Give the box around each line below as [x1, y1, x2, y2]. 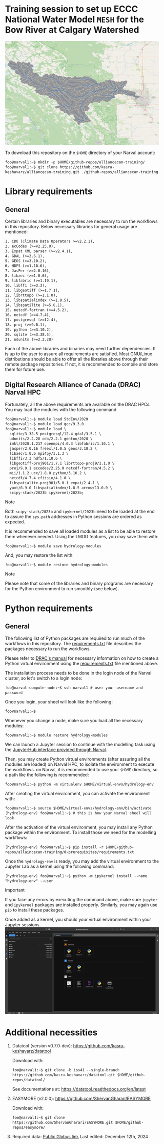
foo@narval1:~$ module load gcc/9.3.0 [5, 421, 84, 426]
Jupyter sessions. [5, 921, 41, 928]
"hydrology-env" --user [5, 878, 54, 884]
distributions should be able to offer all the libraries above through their [5, 356, 148, 362]
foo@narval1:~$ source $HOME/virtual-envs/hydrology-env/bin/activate [5, 806, 152, 810]
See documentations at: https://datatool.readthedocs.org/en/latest [12, 1086, 146, 1092]
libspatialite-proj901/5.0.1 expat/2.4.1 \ [9, 480, 99, 485]
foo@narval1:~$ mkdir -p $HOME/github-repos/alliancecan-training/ [5, 160, 145, 165]
